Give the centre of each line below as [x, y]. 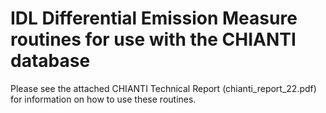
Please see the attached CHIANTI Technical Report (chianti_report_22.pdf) [163, 88]
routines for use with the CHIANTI [153, 39]
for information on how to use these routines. [103, 99]
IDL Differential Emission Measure [154, 18]
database [50, 61]
